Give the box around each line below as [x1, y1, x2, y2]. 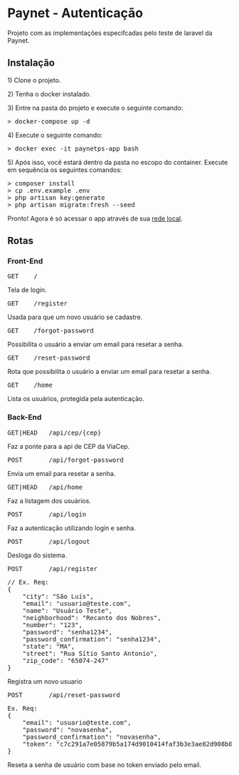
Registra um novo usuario [7, 677, 83, 686]
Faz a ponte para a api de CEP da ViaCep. [7, 442, 130, 450]
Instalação [7, 57, 55, 69]
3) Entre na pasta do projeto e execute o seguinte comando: [7, 103, 184, 112]
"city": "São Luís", [22, 592, 94, 600]
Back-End [7, 412, 42, 422]
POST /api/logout [7, 537, 90, 545]
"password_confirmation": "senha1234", [22, 635, 161, 643]
